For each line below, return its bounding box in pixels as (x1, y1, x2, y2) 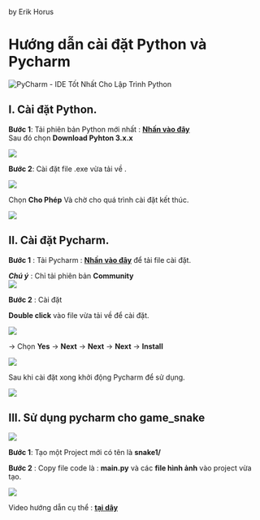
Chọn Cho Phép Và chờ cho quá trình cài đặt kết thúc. (8, 195, 189, 204)
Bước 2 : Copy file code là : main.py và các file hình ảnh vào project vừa (8, 463, 252, 473)
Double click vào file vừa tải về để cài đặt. (8, 310, 149, 320)
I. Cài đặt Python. (8, 103, 97, 117)
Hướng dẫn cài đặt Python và (8, 36, 207, 54)
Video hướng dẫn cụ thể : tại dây (8, 503, 119, 513)
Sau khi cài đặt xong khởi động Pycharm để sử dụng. (8, 372, 185, 382)
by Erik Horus (8, 7, 54, 16)
